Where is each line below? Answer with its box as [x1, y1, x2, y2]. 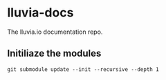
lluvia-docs [7, 5, 74, 21]
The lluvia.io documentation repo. [7, 28, 103, 36]
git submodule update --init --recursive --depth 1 [7, 66, 159, 73]
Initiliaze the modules [7, 48, 102, 59]
